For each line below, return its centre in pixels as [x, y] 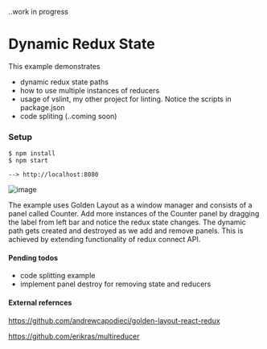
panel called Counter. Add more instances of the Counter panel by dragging [134, 214]
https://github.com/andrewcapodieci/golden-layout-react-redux [114, 320]
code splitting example [58, 276]
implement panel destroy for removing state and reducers [115, 284]
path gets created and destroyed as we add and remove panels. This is [126, 231]
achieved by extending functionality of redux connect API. [105, 240]
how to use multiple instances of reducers [90, 90]
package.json [43, 107]
